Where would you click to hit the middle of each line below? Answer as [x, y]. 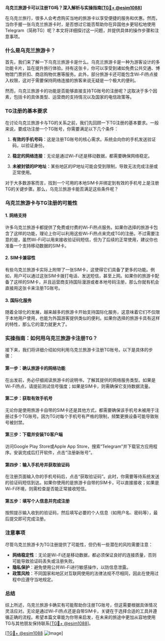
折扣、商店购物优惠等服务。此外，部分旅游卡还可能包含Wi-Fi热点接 [90, 74]
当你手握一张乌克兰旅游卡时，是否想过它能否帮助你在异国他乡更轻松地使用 [80, 24]
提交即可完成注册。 [28, 519]
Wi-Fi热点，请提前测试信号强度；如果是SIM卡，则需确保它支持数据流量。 [79, 386]
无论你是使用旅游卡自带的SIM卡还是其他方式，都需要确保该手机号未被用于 [80, 410]
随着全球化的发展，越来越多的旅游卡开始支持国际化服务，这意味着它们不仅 [80, 312]
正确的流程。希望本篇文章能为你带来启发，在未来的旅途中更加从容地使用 [82, 617]
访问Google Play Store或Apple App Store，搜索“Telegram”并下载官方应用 [79, 447]
